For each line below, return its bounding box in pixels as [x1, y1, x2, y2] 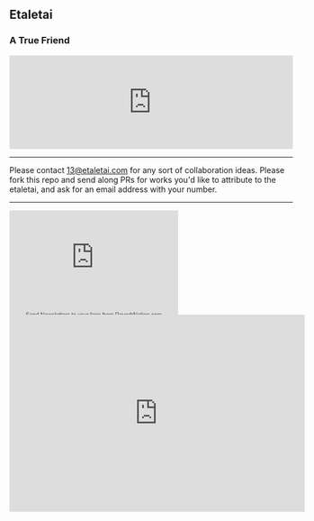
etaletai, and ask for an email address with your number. [9, 184, 218, 195]
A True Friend [9, 34, 70, 47]
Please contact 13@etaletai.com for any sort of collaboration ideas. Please [9, 164, 285, 175]
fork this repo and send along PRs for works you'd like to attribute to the [9, 174, 276, 185]
